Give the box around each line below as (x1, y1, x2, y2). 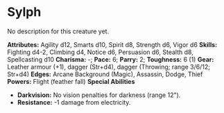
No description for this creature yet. (7, 27, 110, 35)
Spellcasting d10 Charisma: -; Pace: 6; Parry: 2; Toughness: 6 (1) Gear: (7, 55, 214, 63)
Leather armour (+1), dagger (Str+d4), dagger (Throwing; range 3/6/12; (7, 62, 210, 71)
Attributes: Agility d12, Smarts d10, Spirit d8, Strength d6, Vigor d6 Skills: (7, 40, 217, 49)
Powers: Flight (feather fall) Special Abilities (7, 77, 135, 85)
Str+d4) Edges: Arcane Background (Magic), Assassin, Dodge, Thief (7, 70, 203, 78)
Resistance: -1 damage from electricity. (17, 98, 131, 106)
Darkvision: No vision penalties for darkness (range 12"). (17, 91, 181, 99)
